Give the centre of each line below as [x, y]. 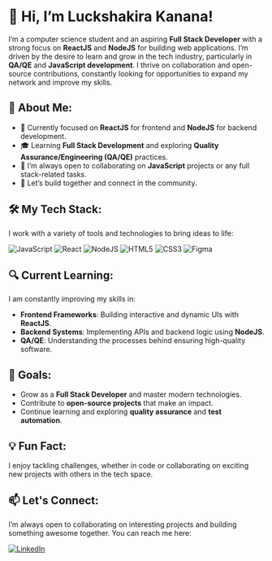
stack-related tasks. [53, 174]
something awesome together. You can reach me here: [100, 533]
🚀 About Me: [41, 108]
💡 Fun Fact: [37, 446]
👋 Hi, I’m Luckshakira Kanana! [111, 17]
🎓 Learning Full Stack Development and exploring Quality [119, 145]
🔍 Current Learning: [61, 275]
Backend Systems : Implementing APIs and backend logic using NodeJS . [142, 332]
